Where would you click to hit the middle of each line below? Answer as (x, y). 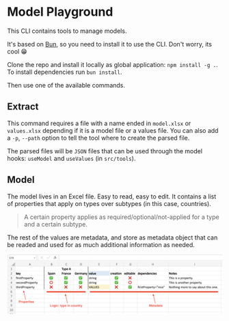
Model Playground (60, 12)
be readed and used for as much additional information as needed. (101, 244)
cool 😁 (17, 51)
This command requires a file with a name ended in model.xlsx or (99, 123)
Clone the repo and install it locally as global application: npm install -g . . (113, 64)
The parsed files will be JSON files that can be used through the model (105, 151)
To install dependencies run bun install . (65, 72)
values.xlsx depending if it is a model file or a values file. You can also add (113, 130)
